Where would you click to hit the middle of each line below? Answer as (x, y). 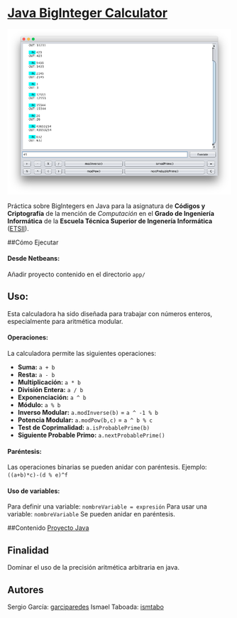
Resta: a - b (36, 374)
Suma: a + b (36, 367)
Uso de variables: (34, 491)
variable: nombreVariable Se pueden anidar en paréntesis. (92, 514)
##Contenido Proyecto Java (48, 528)
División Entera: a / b (50, 389)
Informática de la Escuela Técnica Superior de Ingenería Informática (110, 221)
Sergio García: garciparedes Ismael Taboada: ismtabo (86, 607)
